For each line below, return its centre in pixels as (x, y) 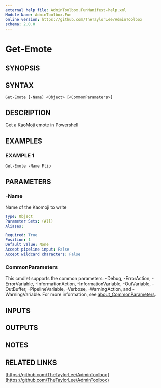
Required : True (21, 235)
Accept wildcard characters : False (43, 254)
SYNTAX (20, 85)
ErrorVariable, (20, 284)
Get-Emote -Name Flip (28, 166)
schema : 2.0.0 (20, 24)
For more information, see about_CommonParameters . (99, 295)
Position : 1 (18, 240)
